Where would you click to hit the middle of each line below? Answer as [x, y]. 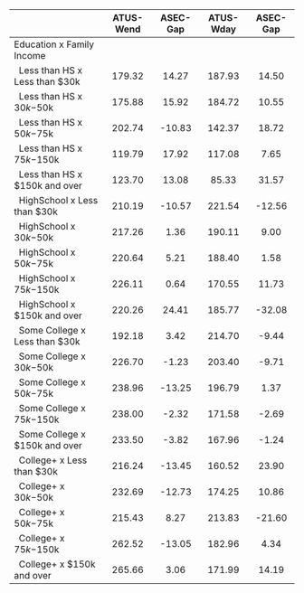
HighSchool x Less [58, 200]
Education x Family [54, 44]
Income [30, 56]
